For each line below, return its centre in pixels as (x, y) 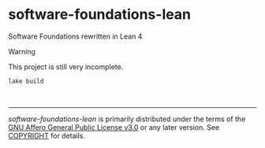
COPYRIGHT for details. (47, 135)
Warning (22, 51)
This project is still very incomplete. (66, 67)
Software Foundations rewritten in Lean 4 (75, 36)
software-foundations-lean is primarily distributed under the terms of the (127, 119)
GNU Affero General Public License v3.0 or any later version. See (114, 127)
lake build (26, 81)
